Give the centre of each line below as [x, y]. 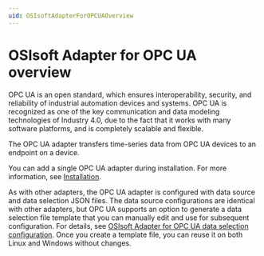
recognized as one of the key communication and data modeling [114, 111]
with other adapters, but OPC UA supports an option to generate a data [125, 209]
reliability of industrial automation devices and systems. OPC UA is [118, 103]
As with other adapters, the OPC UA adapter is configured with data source [132, 192]
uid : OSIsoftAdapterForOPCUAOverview [71, 16]
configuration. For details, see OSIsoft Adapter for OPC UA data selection [128, 226]
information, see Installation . [55, 176]
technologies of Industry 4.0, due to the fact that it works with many [120, 120]
